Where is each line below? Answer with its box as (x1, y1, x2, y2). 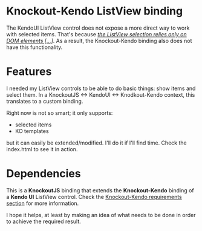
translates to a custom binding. (6, 97, 83, 105)
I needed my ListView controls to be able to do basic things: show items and (6, 85, 196, 92)
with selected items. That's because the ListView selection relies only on (6, 30, 187, 37)
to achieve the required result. (6, 218, 82, 225)
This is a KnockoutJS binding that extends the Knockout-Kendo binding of (6, 186, 195, 194)
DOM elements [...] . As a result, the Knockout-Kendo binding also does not (6, 37, 192, 44)
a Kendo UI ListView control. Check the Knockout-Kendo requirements (6, 193, 183, 200)
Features (6, 65, 52, 79)
